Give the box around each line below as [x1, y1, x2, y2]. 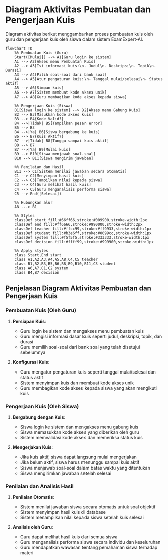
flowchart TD [5, 46, 33, 51]
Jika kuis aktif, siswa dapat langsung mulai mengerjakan [20, 454, 137, 460]
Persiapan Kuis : [12, 318, 46, 324]
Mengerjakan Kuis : [12, 444, 53, 450]
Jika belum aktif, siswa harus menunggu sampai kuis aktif [20, 459, 140, 465]
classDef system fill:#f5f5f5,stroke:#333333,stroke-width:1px [14, 235, 150, 240]
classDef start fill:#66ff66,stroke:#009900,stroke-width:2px [14, 217, 147, 222]
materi [20, 550, 34, 556]
